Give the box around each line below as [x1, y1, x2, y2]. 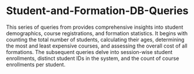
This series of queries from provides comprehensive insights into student [6, 23, 183, 31]
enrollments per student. [6, 60, 66, 68]
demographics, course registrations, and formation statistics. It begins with [6, 29, 188, 36]
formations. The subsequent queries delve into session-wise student [6, 48, 173, 55]
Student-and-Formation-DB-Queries [6, 4, 189, 18]
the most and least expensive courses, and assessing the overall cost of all [6, 42, 188, 49]
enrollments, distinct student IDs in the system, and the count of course [6, 55, 179, 62]
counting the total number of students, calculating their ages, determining [6, 36, 185, 43]
